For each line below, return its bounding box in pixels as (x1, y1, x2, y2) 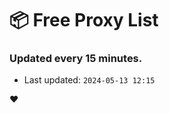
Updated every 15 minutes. (9, 52, 143, 66)
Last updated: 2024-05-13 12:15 (23, 74, 156, 86)
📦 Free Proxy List (9, 9, 159, 32)
